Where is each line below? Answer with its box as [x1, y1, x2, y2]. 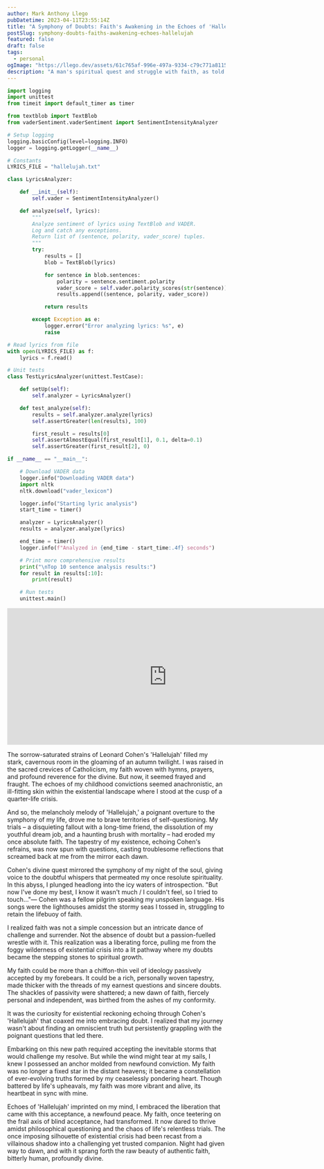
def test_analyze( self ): [19, 404, 91, 411]
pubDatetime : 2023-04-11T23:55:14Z [7, 17, 110, 24]
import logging [7, 87, 51, 94]
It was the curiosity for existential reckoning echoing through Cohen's [7, 1009, 206, 1017]
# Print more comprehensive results [19, 556, 126, 564]
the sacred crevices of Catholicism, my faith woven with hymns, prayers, [7, 765, 215, 774]
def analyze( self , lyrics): [19, 207, 100, 214]
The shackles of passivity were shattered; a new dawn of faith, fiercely [7, 989, 210, 996]
